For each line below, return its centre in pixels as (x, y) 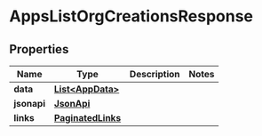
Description (155, 74)
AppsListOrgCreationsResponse (131, 16)
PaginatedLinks (87, 118)
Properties (39, 49)
